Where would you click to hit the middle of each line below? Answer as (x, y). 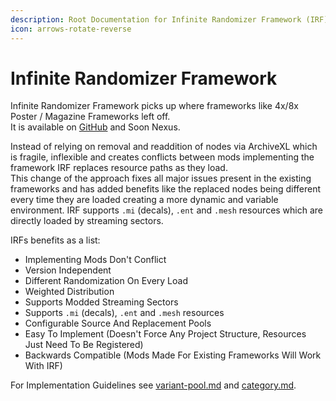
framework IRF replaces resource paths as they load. (119, 168)
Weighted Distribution (69, 292)
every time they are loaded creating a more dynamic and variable (144, 200)
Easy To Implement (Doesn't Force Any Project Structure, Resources (165, 334)
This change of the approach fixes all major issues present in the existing (161, 178)
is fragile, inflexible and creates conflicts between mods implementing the (162, 157)
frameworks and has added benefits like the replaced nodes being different (166, 189)
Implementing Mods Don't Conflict (95, 260)
